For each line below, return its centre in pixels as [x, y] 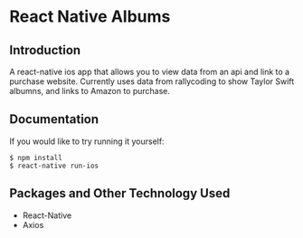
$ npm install [36, 157]
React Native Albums [90, 17]
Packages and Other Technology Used [120, 193]
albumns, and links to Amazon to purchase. [90, 91]
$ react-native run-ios [54, 166]
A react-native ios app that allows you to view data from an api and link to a [150, 71]
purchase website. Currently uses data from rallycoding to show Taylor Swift [152, 81]
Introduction [45, 50]
